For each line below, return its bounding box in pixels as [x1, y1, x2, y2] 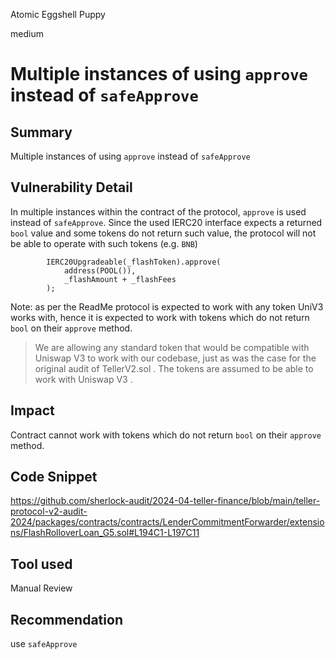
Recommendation [10, 611, 123, 628]
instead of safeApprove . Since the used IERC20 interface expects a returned [10, 216, 323, 228]
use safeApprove [10, 638, 78, 650]
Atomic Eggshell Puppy [10, 9, 106, 20]
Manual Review [10, 582, 73, 594]
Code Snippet [10, 469, 98, 486]
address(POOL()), [63, 265, 137, 276]
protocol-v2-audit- [10, 505, 88, 518]
